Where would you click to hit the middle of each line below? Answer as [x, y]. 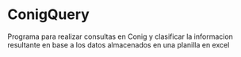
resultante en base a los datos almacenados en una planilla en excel [119, 44]
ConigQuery [49, 15]
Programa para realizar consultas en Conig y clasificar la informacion [120, 36]
